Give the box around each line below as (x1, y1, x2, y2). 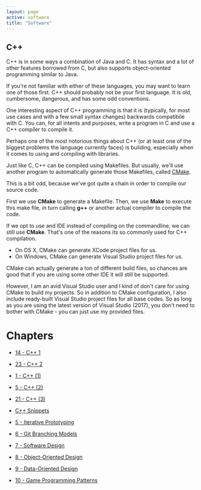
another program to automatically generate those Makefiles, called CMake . (6, 169, 191, 176)
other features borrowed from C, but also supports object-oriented (6, 64, 171, 72)
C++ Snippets (14, 407, 50, 414)
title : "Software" (6, 20, 52, 26)
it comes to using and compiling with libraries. (6, 151, 120, 158)
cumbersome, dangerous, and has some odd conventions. (6, 95, 151, 103)
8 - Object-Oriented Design (14, 453, 83, 461)
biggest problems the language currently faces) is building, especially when (6, 144, 194, 151)
